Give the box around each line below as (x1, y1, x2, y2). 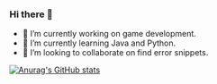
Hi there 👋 (9, 8, 54, 21)
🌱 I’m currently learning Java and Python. (22, 38, 176, 48)
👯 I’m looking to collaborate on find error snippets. (22, 47, 209, 58)
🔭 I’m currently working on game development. (22, 29, 196, 39)
